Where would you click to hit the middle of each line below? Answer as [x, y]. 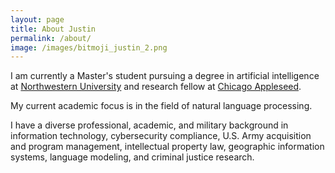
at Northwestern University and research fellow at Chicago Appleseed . [156, 87]
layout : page [37, 19]
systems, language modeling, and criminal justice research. [132, 157]
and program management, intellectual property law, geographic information [167, 147]
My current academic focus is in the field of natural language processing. [161, 106]
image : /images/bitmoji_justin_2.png [89, 47]
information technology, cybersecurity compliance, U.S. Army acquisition [161, 136]
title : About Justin [53, 29]
